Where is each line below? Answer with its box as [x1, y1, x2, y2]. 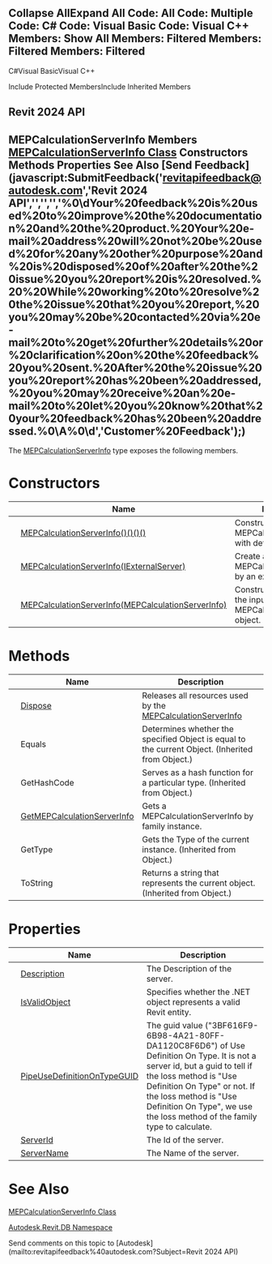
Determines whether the [141, 723, 235, 735]
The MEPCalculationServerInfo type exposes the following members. [8, 446, 239, 456]
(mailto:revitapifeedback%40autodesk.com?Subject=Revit [8, 1246, 203, 1256]
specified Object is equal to [141, 733, 246, 744]
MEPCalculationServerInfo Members [8, 133, 198, 147]
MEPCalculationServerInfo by [141, 810, 254, 821]
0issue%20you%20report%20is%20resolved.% [8, 272, 262, 286]
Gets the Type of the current [141, 833, 249, 845]
